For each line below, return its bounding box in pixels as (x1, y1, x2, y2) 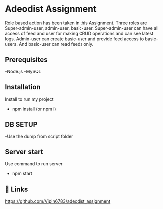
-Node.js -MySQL (5, 69, 41, 74)
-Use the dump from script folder (5, 133, 73, 139)
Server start (5, 147, 43, 156)
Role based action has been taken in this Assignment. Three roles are (5, 20, 147, 26)
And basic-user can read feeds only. (19, 41, 94, 47)
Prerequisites (5, 56, 48, 64)
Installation (5, 83, 41, 91)
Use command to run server (5, 161, 63, 167)
